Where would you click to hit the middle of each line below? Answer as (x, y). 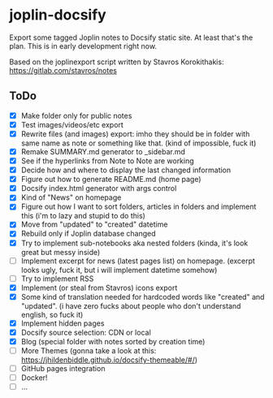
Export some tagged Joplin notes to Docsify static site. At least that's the (131, 37)
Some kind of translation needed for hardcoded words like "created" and (143, 296)
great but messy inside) (61, 252)
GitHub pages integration (63, 369)
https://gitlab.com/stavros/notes (63, 70)
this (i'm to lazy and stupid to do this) (83, 216)
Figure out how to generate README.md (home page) (111, 180)
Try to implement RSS (57, 279)
